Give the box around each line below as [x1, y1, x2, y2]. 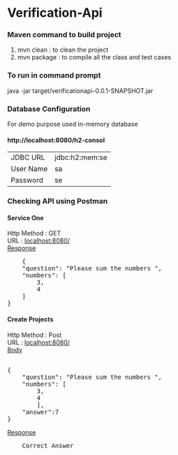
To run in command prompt [7, 71, 101, 80]
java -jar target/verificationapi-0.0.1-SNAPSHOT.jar [7, 86, 154, 95]
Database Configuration [7, 103, 91, 113]
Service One [7, 213, 44, 222]
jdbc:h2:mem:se [54, 152, 107, 162]
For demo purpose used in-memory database [7, 120, 138, 129]
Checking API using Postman [7, 196, 108, 206]
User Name [10, 164, 48, 174]
